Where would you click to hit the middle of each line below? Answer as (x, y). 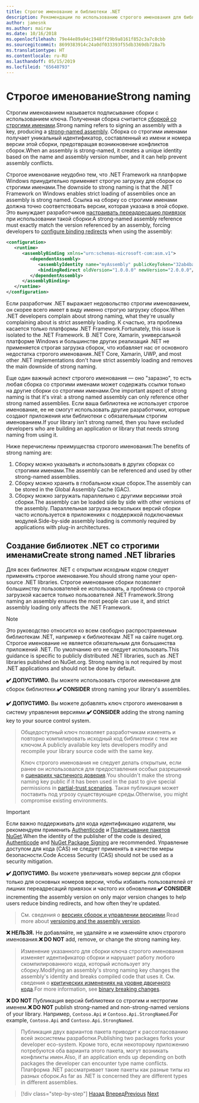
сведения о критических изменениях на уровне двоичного (95, 982)
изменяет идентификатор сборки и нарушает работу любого (98, 957)
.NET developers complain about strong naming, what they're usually (90, 316)
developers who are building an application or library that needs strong (93, 429)
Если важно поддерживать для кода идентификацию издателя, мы (91, 823)
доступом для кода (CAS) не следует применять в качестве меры (90, 848)
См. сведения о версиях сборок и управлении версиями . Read (100, 915)
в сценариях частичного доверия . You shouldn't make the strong (101, 775)
